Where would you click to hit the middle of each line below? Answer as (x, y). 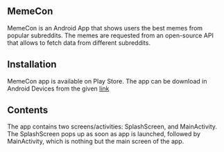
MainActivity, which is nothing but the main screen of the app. (96, 142)
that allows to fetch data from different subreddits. (79, 42)
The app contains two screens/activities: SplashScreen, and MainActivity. (112, 126)
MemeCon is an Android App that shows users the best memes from (105, 28)
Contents (28, 110)
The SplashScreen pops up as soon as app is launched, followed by (104, 134)
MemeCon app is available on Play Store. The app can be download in (107, 81)
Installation (32, 65)
